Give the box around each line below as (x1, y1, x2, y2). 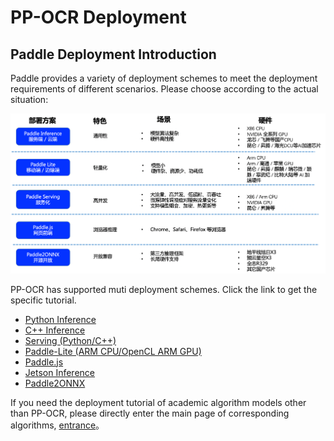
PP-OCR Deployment (10, 6, 187, 29)
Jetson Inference (24, 366, 95, 378)
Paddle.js (24, 356, 64, 368)
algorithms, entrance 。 (10, 419, 105, 431)
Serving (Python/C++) (24, 334, 117, 346)
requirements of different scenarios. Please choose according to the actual (10, 83, 319, 95)
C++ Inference (24, 324, 86, 336)
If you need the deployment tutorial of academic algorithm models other (10, 396, 307, 408)
